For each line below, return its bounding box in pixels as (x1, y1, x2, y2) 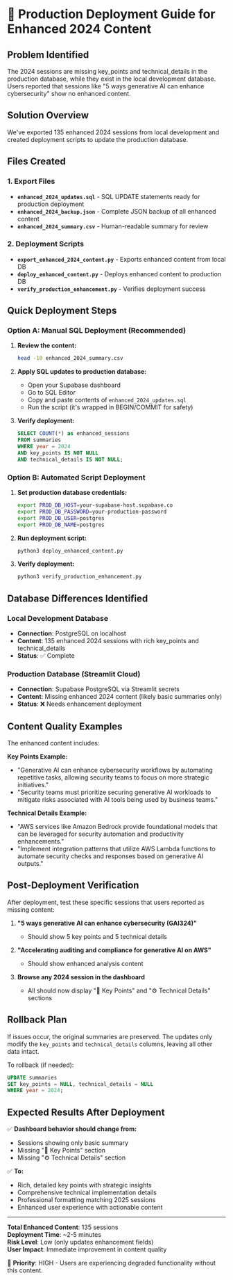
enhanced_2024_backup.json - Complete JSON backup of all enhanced (17, 207, 216, 215)
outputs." (17, 860, 44, 868)
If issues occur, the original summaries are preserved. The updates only (7, 1032, 213, 1041)
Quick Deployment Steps (7, 305, 117, 317)
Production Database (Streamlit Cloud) (7, 669, 141, 679)
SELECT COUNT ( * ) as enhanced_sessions (17, 430, 130, 437)
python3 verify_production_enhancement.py (17, 574, 142, 580)
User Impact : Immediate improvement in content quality (7, 1245, 167, 1254)
